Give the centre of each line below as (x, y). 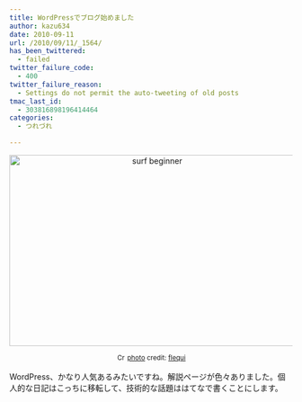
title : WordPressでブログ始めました (72, 18)
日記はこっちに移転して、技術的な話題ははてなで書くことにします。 (158, 388)
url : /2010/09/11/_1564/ (56, 43)
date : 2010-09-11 (42, 34)
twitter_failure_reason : (56, 85)
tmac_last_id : (36, 101)
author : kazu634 (40, 26)
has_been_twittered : (48, 51)
